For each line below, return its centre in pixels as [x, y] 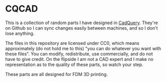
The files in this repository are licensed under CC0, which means [72, 43]
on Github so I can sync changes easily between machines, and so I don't [81, 28]
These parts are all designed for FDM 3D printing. [57, 74]
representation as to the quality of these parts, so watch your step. [74, 64]
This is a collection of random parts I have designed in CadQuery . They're [82, 23]
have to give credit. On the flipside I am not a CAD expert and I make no [79, 59]
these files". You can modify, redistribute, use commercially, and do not [79, 54]
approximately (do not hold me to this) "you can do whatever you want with [83, 48]
